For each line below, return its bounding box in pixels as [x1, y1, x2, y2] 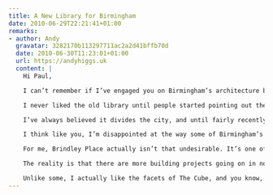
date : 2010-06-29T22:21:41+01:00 [8, 19, 122, 28]
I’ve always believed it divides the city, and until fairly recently [23, 116, 267, 124]
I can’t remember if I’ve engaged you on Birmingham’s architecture [23, 87, 260, 95]
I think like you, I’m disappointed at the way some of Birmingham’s [23, 130, 264, 138]
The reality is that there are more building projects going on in [23, 159, 256, 168]
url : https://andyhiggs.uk [15, 57, 107, 66]
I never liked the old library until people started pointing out [23, 101, 253, 109]
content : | [15, 65, 53, 73]
